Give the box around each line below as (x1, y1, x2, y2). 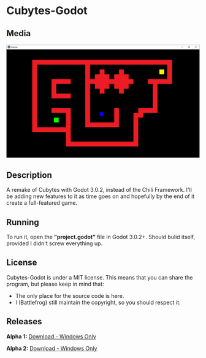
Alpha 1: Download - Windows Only (6, 332, 96, 340)
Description (6, 170, 52, 180)
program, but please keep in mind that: (6, 280, 104, 288)
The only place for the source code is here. (15, 292, 124, 299)
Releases (6, 316, 42, 327)
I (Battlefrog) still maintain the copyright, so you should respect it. (15, 299, 181, 306)
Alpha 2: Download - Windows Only (6, 345, 97, 352)
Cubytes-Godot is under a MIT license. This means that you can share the (6, 273, 193, 281)
